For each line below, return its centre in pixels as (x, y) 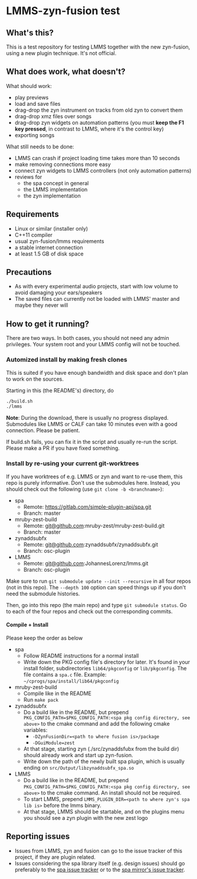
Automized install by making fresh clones (67, 360)
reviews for (28, 177)
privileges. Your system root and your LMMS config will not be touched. (93, 345)
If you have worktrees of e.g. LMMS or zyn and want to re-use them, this (94, 476)
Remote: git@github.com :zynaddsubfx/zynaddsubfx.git (91, 544)
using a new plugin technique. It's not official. (61, 53)
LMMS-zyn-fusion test (63, 11)
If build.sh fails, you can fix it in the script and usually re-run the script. (92, 442)
